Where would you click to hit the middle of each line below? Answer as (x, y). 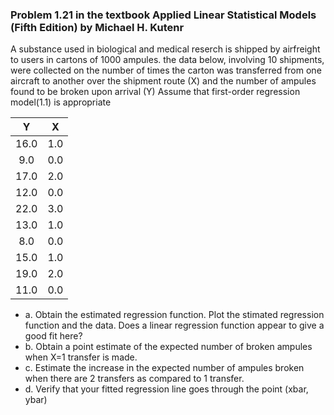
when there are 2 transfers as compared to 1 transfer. (134, 379)
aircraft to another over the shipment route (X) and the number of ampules (163, 81)
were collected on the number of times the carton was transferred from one (166, 70)
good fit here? (53, 336)
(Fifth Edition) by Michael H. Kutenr (97, 27)
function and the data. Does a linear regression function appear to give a (174, 325)
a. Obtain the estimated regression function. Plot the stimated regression (174, 315)
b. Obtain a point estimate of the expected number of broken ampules (168, 347)
